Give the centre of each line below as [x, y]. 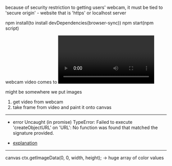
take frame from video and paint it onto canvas [62, 107]
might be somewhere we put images [44, 92]
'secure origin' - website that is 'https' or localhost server [66, 13]
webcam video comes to [31, 82]
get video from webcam [38, 102]
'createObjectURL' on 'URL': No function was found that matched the [85, 127]
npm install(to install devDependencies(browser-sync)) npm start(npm [79, 23]
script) [12, 28]
